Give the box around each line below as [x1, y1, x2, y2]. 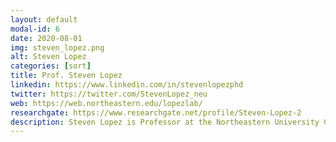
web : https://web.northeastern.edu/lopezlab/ [10, 98, 203, 108]
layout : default [10, 14, 78, 25]
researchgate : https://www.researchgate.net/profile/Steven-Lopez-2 [10, 107, 302, 118]
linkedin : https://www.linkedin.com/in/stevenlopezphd [10, 80, 244, 90]
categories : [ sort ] [10, 61, 92, 71]
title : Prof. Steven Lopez [10, 71, 123, 81]
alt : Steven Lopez [10, 52, 87, 62]
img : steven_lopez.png [10, 42, 105, 53]
